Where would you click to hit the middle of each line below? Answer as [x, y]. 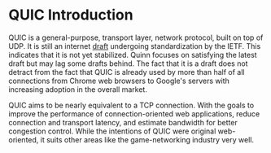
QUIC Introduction [71, 15]
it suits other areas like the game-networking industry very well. [147, 139]
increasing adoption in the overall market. [78, 89]
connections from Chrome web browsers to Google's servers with [119, 81]
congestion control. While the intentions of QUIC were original [112, 131]
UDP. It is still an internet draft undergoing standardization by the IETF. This [135, 46]
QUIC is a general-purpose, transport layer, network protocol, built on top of [136, 37]
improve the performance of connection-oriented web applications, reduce [134, 114]
